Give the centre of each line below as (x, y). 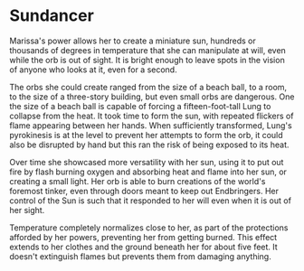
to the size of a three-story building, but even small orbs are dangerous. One (152, 97)
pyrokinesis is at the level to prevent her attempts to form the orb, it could (146, 135)
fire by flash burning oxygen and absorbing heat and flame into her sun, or (148, 172)
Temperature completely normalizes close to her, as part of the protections (149, 228)
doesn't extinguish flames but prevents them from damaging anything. (140, 256)
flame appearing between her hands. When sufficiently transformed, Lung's (151, 125)
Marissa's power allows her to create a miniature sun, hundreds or (133, 41)
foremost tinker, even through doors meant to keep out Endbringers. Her (144, 191)
